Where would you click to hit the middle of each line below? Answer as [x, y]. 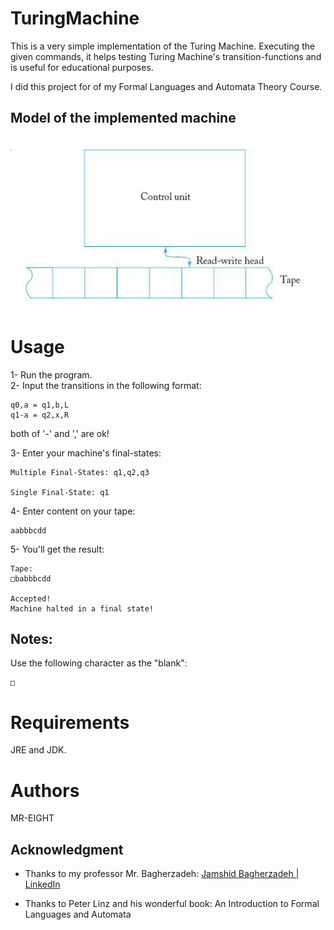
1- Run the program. [51, 374]
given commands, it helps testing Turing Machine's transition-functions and [166, 56]
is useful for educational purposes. [82, 67]
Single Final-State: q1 [60, 492]
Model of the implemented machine [123, 118]
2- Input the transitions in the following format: [106, 385]
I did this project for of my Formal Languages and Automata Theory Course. [166, 86]
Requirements [70, 722]
